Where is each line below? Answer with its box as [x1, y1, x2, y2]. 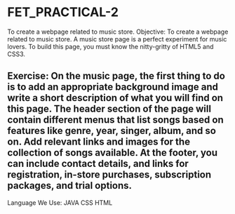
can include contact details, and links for [7, 158, 189, 170]
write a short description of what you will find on [7, 92, 223, 104]
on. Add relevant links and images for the [7, 136, 191, 148]
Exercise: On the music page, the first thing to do [7, 70, 226, 82]
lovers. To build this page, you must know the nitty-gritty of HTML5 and [7, 42, 214, 51]
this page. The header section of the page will [7, 103, 212, 115]
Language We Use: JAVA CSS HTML [7, 198, 113, 207]
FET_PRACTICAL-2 [7, 4, 119, 20]
